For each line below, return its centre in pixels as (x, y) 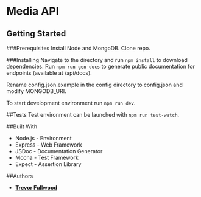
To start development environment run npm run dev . (71, 103)
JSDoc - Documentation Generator (59, 151)
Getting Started (36, 34)
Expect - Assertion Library (48, 164)
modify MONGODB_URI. (36, 91)
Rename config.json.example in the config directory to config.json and (94, 85)
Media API (33, 11)
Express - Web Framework (48, 145)
